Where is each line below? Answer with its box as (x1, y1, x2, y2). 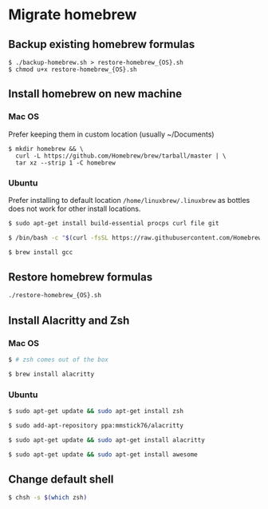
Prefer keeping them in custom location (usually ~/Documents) (8, 129, 215, 139)
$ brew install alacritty (8, 370, 94, 378)
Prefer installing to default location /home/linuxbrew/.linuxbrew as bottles (8, 195, 250, 205)
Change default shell (8, 472, 114, 486)
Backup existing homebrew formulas (8, 38, 195, 51)
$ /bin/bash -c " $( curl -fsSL (8, 233, 109, 241)
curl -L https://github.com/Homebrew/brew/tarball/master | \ (15, 152, 227, 160)
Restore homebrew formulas (8, 270, 153, 284)
